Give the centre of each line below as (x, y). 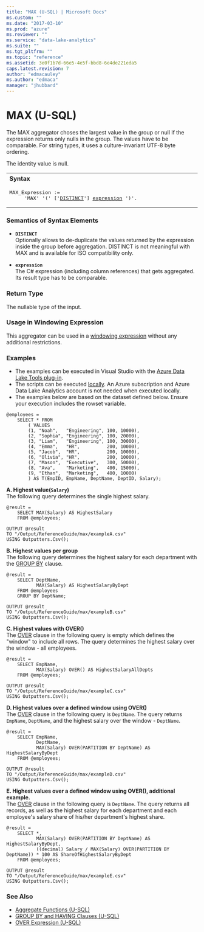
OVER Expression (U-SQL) (48, 923)
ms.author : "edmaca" (32, 80)
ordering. (18, 151)
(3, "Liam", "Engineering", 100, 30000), (84, 442)
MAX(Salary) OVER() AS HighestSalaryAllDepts (95, 670)
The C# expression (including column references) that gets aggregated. (105, 271)
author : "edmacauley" (34, 74)
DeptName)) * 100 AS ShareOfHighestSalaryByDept (69, 855)
